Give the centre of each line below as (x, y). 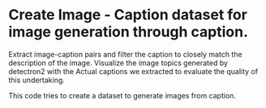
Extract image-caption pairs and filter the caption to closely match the (125, 54)
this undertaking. (36, 80)
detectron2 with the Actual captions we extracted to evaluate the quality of (133, 71)
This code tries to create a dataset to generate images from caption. (122, 95)
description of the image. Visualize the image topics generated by (118, 63)
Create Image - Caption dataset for (128, 15)
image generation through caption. (129, 32)
